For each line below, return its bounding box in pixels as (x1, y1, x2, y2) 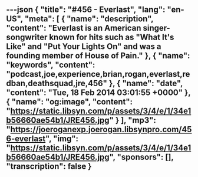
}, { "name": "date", (108, 78, 183, 88)
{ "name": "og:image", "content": (6, 97, 133, 107)
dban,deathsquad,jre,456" (6, 78, 108, 88)
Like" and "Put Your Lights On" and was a (6, 41, 161, 52)
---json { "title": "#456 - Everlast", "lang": (6, 5, 166, 15)
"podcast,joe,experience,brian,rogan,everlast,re (6, 69, 190, 79)
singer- (143, 23, 171, 33)
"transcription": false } (6, 162, 92, 172)
